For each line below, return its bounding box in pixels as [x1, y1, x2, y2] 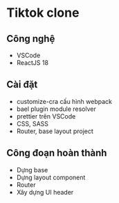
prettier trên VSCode [16, 112, 76, 120]
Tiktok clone [6, 5, 80, 21]
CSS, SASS [16, 119, 49, 128]
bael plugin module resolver [16, 105, 96, 113]
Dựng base [16, 165, 48, 174]
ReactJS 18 [16, 59, 49, 67]
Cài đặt [6, 79, 38, 91]
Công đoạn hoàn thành [6, 147, 107, 159]
